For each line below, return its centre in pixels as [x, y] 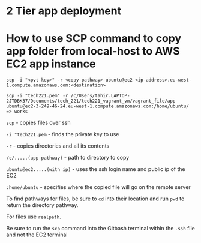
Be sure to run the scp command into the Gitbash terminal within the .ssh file [100, 229]
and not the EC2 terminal [37, 235]
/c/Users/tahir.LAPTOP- [100, 96]
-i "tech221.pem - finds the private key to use [63, 134]
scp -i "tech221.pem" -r [37, 96]
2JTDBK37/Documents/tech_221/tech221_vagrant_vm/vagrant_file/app [91, 101]
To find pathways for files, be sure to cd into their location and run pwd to [95, 199]
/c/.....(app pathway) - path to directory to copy [68, 158]
